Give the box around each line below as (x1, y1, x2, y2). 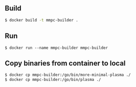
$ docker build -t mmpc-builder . (5, 17, 79, 22)
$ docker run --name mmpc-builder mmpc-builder (5, 45, 108, 50)
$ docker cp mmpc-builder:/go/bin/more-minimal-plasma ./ (5, 72, 131, 78)
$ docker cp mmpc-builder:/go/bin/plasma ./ (5, 77, 101, 82)
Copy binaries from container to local (5, 59, 126, 68)
